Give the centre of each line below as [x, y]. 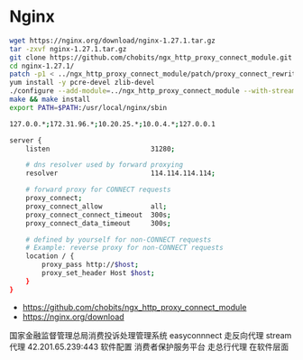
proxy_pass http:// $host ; [91, 265]
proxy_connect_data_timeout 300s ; [98, 223]
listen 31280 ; [101, 149]
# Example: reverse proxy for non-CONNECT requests [124, 248]
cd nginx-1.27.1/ [42, 66]
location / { [50, 256]
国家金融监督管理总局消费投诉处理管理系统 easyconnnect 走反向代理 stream [151, 335]
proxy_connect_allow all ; [96, 206]
